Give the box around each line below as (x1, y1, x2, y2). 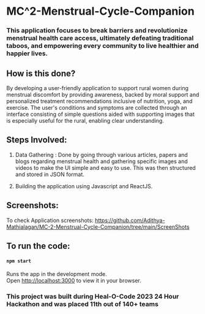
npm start (6, 258, 32, 264)
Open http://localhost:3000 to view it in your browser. (6, 277, 142, 285)
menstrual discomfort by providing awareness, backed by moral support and (6, 91, 199, 98)
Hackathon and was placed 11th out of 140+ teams (6, 300, 159, 308)
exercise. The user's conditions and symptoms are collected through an (6, 104, 188, 111)
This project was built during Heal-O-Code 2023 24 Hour (6, 293, 179, 301)
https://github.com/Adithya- (94, 216, 165, 224)
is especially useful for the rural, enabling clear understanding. (6, 117, 164, 124)
